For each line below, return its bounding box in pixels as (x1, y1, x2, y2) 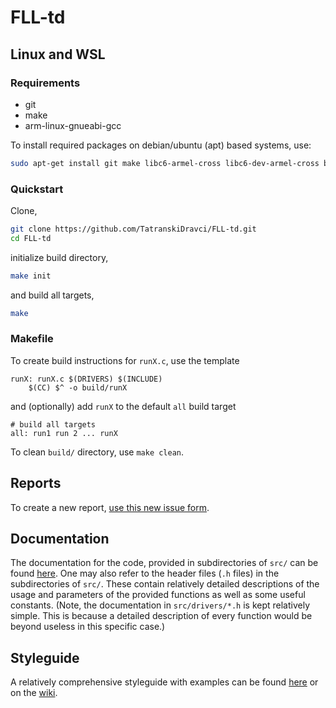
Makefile (10, 332, 54, 346)
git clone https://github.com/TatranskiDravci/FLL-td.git (10, 224, 257, 235)
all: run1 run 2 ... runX (10, 428, 118, 438)
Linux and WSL (10, 46, 106, 63)
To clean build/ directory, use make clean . (10, 446, 185, 458)
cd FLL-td (10, 233, 52, 243)
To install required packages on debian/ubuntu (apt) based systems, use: (10, 139, 312, 151)
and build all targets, (10, 289, 95, 301)
